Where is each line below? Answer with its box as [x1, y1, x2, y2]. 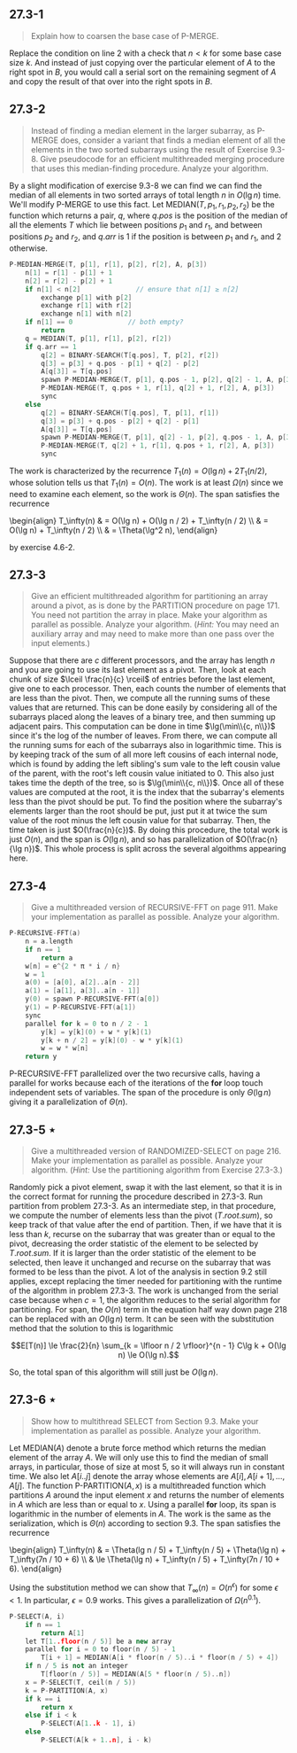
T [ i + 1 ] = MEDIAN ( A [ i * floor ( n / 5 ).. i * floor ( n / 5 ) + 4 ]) [41, 1653, 279, 1663]
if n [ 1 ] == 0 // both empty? [25, 318, 184, 327]
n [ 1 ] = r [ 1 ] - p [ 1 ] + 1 [25, 268, 113, 277]
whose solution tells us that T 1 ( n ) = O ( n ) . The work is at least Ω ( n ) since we [9, 477, 284, 490]
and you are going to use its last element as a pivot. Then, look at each [9, 665, 267, 675]
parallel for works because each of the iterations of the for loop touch [9, 1078, 263, 1088]
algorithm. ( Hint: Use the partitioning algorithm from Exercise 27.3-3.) [30, 1165, 283, 1175]
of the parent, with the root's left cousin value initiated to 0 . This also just [9, 768, 275, 779]
